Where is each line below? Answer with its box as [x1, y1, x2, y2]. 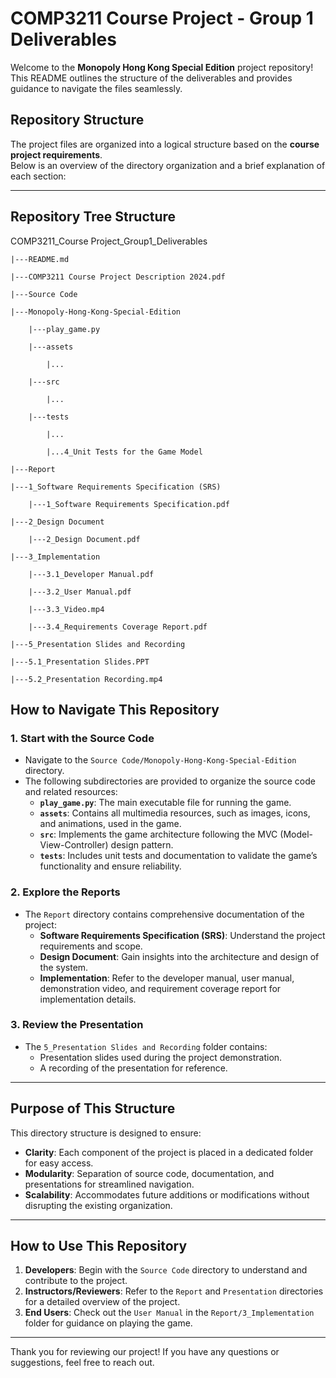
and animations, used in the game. [39, 818, 182, 830]
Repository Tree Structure [10, 208, 177, 226]
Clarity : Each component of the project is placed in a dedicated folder [24, 1146, 314, 1158]
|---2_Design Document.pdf [28, 534, 141, 544]
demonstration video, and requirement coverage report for [39, 982, 282, 994]
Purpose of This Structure [10, 1100, 176, 1117]
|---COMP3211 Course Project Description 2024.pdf [10, 272, 226, 282]
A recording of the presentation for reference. [39, 1062, 228, 1074]
